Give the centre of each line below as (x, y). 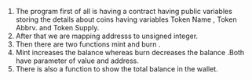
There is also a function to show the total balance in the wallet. (117, 69)
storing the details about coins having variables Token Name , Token (126, 19)
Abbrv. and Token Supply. (57, 28)
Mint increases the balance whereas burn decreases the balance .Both (130, 52)
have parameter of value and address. (77, 61)
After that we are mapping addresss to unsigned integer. (107, 36)
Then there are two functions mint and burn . (88, 44)
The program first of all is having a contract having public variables (124, 11)
